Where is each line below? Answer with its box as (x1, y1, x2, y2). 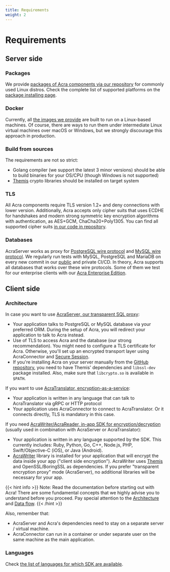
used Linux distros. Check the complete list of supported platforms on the (5, 87, 161, 93)
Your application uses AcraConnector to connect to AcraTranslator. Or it (12, 406, 164, 412)
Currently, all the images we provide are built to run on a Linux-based (5, 116, 151, 122)
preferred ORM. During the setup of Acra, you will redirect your (12, 327, 145, 333)
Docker (5, 105, 24, 112)
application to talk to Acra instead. (12, 332, 85, 338)
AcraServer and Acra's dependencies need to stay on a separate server (12, 521, 164, 527)
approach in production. (5, 133, 56, 139)
